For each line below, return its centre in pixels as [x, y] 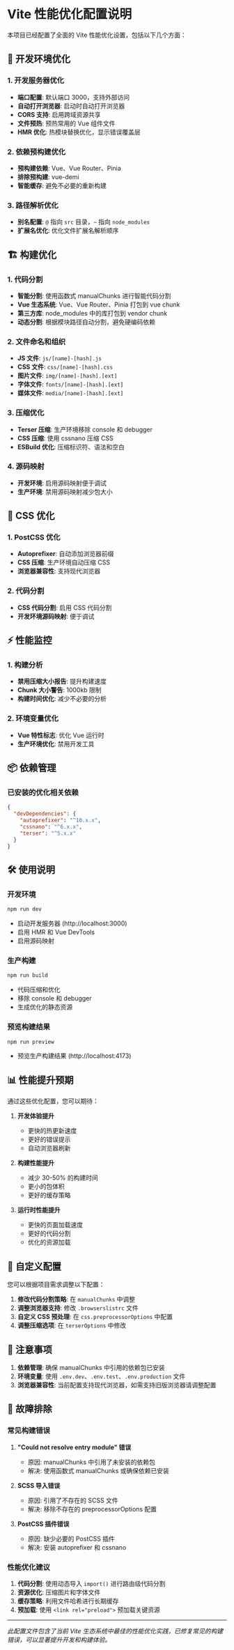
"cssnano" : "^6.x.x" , [51, 827]
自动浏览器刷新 [49, 1148]
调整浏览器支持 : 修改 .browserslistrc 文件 [78, 1308]
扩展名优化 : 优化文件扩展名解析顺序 [68, 231]
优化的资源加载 [49, 1242]
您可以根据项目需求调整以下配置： [56, 1285]
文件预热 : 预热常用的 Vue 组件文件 [66, 123]
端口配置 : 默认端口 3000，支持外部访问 [73, 97]
